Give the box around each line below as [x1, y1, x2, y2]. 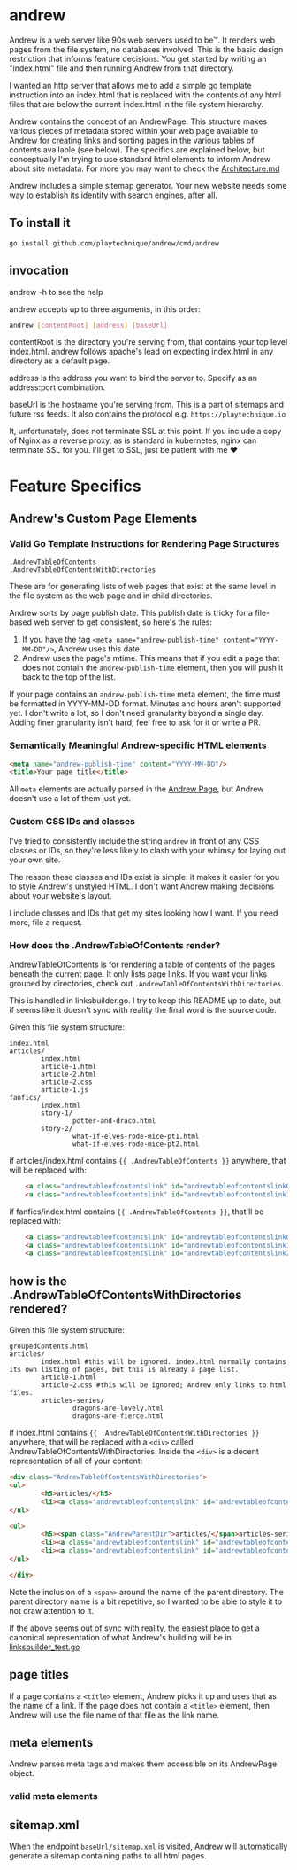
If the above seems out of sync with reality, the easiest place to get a [9, 1623, 261, 1633]
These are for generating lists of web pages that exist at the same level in [9, 581, 277, 592]
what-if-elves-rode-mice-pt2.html [72, 1140, 200, 1149]
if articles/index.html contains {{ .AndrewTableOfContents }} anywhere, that [9, 1155, 286, 1165]
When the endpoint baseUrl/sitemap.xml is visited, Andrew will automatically [9, 1841, 288, 1852]
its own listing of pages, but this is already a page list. [9, 1366, 240, 1375]
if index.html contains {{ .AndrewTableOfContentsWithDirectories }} [9, 1428, 260, 1438]
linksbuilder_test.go [9, 1641, 80, 1652]
